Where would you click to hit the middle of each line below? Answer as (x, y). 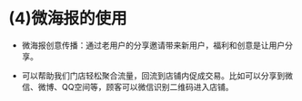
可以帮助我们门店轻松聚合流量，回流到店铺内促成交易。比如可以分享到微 (157, 75)
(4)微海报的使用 (68, 18)
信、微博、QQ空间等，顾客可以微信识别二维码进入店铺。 (127, 87)
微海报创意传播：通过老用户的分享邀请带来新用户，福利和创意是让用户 (153, 45)
